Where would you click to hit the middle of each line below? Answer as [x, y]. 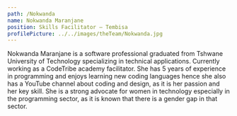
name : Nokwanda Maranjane [45, 21]
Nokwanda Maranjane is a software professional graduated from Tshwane [115, 54]
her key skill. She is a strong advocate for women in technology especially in [118, 91]
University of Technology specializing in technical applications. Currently [114, 62]
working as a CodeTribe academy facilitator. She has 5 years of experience [117, 69]
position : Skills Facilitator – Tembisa [68, 27]
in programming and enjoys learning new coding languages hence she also [117, 76]
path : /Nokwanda [31, 14]
